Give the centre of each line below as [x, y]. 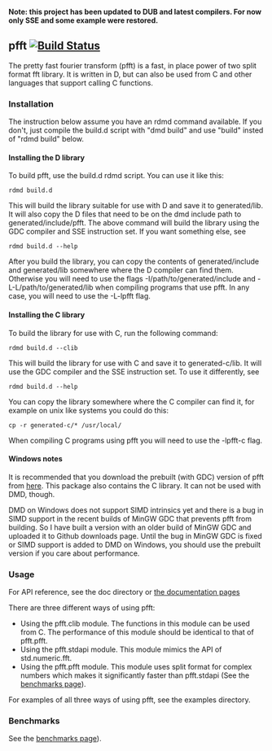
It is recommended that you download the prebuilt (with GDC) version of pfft [136, 477]
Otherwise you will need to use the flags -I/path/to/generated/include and [132, 279]
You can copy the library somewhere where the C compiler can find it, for [132, 401]
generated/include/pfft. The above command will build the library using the [134, 223]
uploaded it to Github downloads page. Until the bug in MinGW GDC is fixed [135, 535]
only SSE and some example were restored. [83, 20]
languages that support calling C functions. [81, 83]
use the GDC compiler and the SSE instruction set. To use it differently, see [134, 371]
